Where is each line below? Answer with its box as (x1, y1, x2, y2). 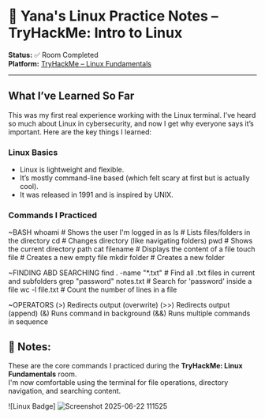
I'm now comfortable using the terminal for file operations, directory (8, 378, 229, 387)
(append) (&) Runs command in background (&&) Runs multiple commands (8, 308, 251, 319)
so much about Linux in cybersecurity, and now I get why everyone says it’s (8, 119, 254, 128)
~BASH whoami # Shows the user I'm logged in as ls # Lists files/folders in (8, 228, 251, 237)
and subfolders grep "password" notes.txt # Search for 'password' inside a (8, 277, 252, 286)
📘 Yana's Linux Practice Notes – (8, 7, 218, 25)
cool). (19, 182, 39, 191)
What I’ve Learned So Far (8, 89, 135, 103)
